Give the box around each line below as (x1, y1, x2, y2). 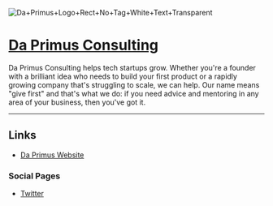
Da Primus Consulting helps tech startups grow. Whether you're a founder (8, 62, 256, 72)
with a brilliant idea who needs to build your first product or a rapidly (8, 71, 238, 81)
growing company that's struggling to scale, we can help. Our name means (8, 79, 260, 89)
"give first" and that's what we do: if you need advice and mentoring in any (8, 88, 259, 98)
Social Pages (8, 170, 61, 182)
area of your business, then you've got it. (8, 97, 146, 107)
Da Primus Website (19, 150, 84, 160)
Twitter (19, 189, 45, 199)
